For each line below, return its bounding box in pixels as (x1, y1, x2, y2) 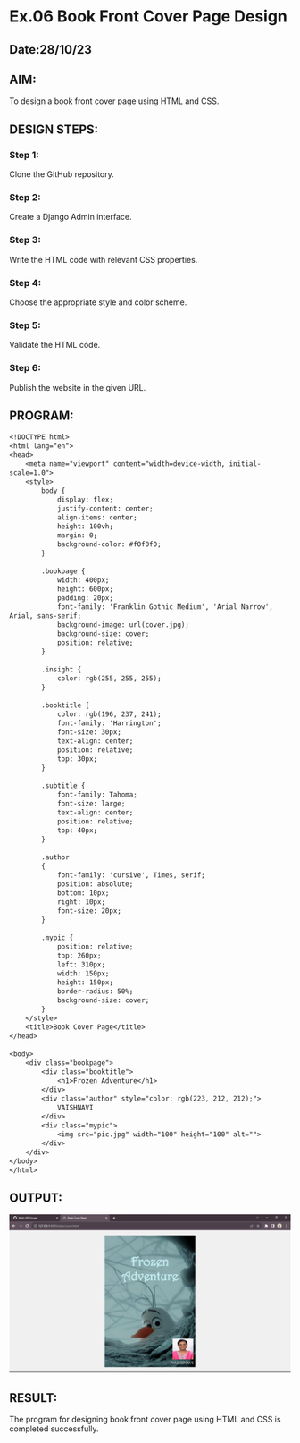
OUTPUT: (9, 1190, 62, 1205)
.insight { (41, 665, 82, 674)
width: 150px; (56, 969, 110, 978)
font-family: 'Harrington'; (56, 719, 162, 728)
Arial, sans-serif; (9, 612, 82, 620)
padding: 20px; (56, 594, 114, 603)
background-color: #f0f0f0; (56, 540, 162, 549)
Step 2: (9, 191, 42, 203)
